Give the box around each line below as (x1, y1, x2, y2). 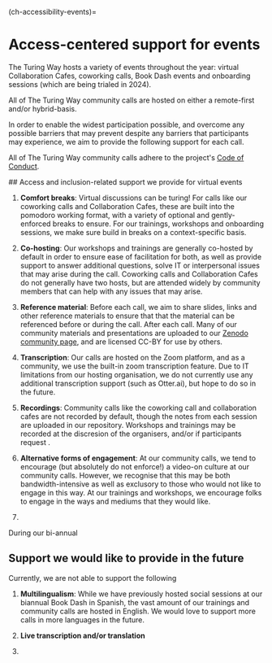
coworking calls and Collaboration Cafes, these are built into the (19, 201, 235, 211)
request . (19, 437, 50, 447)
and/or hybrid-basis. (8, 103, 77, 113)
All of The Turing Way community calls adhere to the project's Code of (8, 152, 244, 162)
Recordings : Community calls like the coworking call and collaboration (19, 403, 257, 412)
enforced (19, 219, 51, 229)
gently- (210, 210, 235, 220)
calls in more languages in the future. (19, 614, 145, 625)
